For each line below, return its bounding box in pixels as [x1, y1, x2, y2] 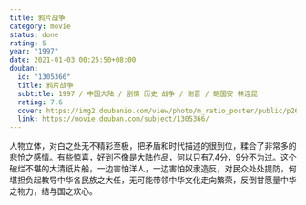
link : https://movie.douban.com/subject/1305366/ [17, 114, 209, 123]
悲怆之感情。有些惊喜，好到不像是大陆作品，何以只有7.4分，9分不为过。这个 [9, 151, 297, 163]
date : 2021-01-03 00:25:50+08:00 [9, 55, 137, 64]
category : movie [9, 22, 71, 31]
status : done [9, 30, 59, 39]
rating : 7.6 [17, 97, 64, 107]
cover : [17, 106, 43, 115]
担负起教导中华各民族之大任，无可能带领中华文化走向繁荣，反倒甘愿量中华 [16, 174, 297, 186]
